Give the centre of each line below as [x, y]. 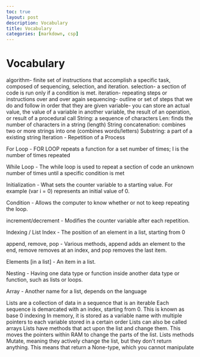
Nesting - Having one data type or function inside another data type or [93, 273]
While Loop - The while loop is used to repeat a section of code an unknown [100, 167]
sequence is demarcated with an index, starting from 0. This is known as [96, 309]
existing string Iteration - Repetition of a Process [66, 138]
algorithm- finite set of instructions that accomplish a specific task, [89, 80]
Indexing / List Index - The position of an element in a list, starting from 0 [96, 232]
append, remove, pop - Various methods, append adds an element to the [96, 244]
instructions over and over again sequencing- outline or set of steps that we [99, 99]
